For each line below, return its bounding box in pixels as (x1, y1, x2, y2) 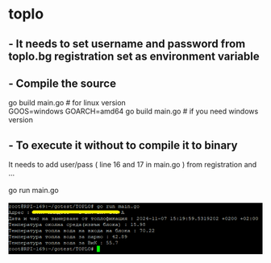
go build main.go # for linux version (8, 98, 127, 108)
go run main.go (8, 186, 59, 195)
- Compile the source (8, 76, 117, 90)
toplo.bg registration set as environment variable (8, 49, 260, 63)
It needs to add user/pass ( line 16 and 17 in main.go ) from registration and (8, 160, 257, 170)
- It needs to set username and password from (8, 37, 246, 51)
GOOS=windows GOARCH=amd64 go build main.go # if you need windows (8, 106, 259, 117)
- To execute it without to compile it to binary (8, 138, 238, 152)
